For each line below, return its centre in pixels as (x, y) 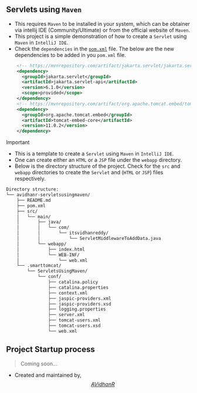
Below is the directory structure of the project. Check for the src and (97, 166)
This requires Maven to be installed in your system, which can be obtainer (102, 23)
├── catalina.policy (73, 282)
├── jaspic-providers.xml (79, 299)
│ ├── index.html (51, 249)
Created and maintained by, (48, 375)
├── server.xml (66, 315)
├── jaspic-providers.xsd (79, 304)
